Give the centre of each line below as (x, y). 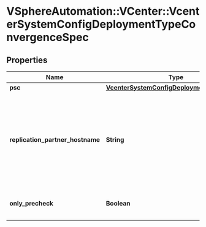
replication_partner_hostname (55, 140)
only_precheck (32, 203)
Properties (27, 60)
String (115, 140)
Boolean (118, 203)
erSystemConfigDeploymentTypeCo (101, 24)
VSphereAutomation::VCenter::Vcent (103, 11)
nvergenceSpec (48, 37)
